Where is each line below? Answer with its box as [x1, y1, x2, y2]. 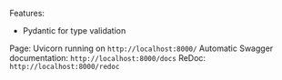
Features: [9, 8, 45, 18]
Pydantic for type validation [22, 25, 126, 35]
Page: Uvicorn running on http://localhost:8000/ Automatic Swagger [9, 43, 274, 54]
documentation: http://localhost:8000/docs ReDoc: [9, 53, 206, 63]
